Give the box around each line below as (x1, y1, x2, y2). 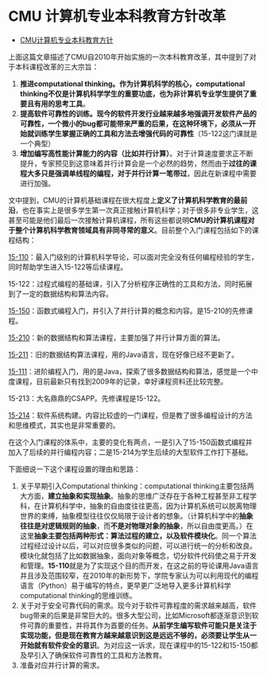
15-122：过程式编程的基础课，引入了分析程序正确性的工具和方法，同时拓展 (8, 279, 253, 288)
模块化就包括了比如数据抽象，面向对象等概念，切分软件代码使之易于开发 (19, 550, 257, 560)
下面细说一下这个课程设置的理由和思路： (8, 464, 141, 474)
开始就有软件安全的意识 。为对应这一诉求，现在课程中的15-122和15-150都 (19, 640, 258, 650)
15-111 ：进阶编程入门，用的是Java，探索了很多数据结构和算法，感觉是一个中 (8, 366, 258, 376)
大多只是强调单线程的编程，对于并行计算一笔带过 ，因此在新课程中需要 (26, 168, 257, 178)
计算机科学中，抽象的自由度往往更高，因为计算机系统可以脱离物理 (41, 501, 257, 511)
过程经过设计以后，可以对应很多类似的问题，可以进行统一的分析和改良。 (19, 541, 257, 550)
